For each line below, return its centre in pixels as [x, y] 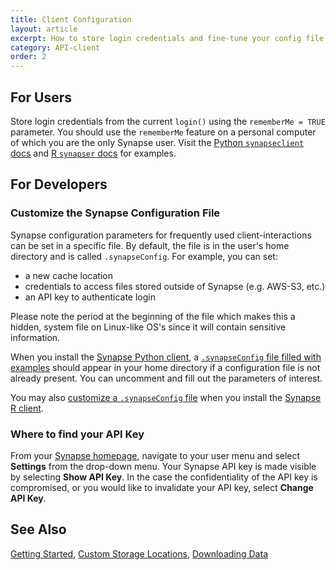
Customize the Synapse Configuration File [115, 213]
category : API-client [55, 47]
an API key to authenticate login [90, 297]
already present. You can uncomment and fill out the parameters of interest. [166, 378]
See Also [38, 529]
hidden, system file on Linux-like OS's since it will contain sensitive [148, 327]
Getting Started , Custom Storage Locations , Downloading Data [139, 553]
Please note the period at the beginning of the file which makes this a [153, 316]
